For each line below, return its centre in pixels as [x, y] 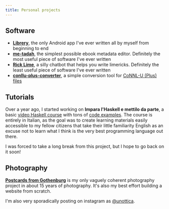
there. [11, 136]
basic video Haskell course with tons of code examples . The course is [79, 115]
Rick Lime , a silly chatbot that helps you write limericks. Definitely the [86, 65]
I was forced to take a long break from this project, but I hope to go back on [85, 147]
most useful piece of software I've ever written [62, 59]
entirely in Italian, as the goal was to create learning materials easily [77, 120]
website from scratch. [28, 191]
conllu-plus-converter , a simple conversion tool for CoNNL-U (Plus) [85, 76]
